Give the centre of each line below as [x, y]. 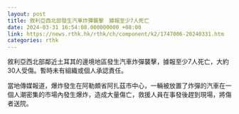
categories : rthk [33, 41]
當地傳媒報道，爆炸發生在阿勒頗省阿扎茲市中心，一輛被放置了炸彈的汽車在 [116, 85]
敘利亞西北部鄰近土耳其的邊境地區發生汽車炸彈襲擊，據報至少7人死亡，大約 [118, 62]
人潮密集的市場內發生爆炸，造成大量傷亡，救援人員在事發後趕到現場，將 [119, 95]
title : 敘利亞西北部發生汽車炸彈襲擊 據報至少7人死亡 [78, 21]
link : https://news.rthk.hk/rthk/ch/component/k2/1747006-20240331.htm [116, 34]
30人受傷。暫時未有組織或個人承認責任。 [68, 71]
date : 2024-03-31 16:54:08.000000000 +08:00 [74, 27]
